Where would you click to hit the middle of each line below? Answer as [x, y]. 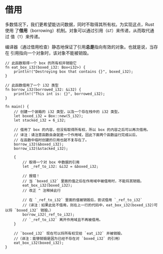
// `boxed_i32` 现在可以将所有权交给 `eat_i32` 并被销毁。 [69, 233]
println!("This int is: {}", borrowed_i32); [59, 94]
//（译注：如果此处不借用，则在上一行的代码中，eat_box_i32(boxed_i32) [88, 205]
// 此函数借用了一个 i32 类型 [32, 85]
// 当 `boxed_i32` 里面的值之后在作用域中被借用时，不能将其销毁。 [83, 181]
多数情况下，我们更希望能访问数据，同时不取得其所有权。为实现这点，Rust [80, 24]
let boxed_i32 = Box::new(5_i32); [49, 116]
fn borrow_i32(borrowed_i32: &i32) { [43, 90]
